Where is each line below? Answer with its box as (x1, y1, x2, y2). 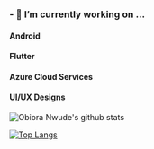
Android (9, 31, 41, 41)
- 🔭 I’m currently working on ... (9, 8, 146, 21)
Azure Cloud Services (9, 71, 93, 82)
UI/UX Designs (9, 92, 66, 102)
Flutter (9, 51, 35, 62)
